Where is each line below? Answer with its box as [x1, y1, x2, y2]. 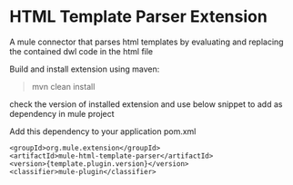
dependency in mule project [9, 108, 116, 119]
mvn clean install [31, 81, 96, 92]
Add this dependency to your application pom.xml [9, 125, 197, 137]
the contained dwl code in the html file [9, 45, 154, 56]
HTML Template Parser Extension [9, 6, 268, 27]
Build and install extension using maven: [9, 63, 160, 74]
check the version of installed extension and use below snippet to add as [9, 98, 283, 110]
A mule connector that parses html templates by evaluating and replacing [9, 36, 284, 47]
